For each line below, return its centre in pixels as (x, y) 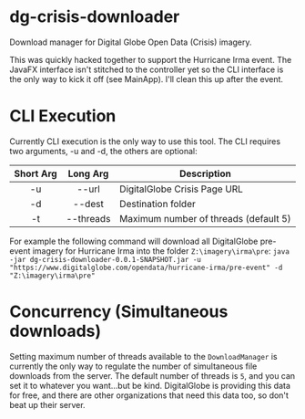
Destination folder (158, 204)
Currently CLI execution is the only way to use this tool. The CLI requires (145, 141)
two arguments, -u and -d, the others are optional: (103, 151)
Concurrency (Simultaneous (119, 312)
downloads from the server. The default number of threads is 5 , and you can (152, 375)
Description (205, 173)
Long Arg (88, 173)
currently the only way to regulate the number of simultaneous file (133, 366)
